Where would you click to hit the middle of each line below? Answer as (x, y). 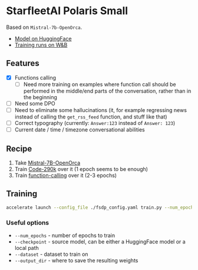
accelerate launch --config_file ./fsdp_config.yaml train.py (84, 208)
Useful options (28, 222)
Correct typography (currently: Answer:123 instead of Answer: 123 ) (95, 123)
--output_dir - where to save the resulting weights (76, 260)
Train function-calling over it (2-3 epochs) (65, 175)
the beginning (40, 97)
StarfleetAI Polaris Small (67, 11)
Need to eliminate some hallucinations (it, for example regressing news (101, 110)
